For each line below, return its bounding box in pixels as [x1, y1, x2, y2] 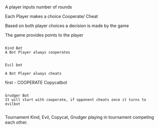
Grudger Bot [5, 93, 29, 98]
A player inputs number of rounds [5, 4, 72, 10]
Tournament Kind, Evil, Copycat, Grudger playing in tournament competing [5, 115, 154, 120]
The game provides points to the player [5, 32, 84, 38]
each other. [5, 119, 28, 125]
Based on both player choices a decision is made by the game [5, 23, 129, 29]
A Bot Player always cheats [5, 71, 62, 76]
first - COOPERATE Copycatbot [5, 80, 67, 85]
